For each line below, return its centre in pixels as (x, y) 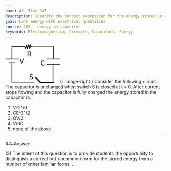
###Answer (18, 144)
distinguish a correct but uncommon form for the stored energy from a (79, 159)
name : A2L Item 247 (26, 11)
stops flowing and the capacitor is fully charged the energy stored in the (81, 92)
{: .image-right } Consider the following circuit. (108, 82)
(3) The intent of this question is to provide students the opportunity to (79, 153)
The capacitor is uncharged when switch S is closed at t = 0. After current (83, 87)
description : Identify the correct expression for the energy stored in (84, 16)
